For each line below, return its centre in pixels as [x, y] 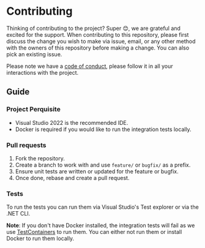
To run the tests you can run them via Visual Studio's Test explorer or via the [102, 207]
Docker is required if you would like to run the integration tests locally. [103, 129]
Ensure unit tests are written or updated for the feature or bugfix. [97, 171]
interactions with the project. [43, 72]
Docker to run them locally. [40, 239]
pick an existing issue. [34, 54]
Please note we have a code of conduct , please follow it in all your [90, 66]
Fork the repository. [40, 158]
